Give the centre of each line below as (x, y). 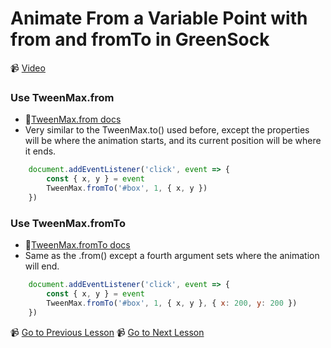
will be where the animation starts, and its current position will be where (173, 141)
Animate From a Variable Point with (159, 18)
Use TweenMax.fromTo (68, 223)
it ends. (40, 151)
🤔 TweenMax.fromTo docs (77, 245)
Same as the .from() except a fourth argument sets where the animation (172, 256)
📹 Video (28, 68)
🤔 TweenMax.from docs (73, 119)
